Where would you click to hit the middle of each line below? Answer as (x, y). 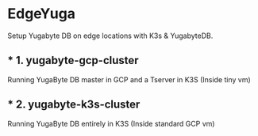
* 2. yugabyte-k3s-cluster (74, 105)
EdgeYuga (42, 14)
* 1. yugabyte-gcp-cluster (73, 60)
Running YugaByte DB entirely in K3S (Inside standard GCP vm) (111, 123)
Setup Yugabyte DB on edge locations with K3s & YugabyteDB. (110, 36)
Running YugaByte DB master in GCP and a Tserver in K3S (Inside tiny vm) (129, 79)
